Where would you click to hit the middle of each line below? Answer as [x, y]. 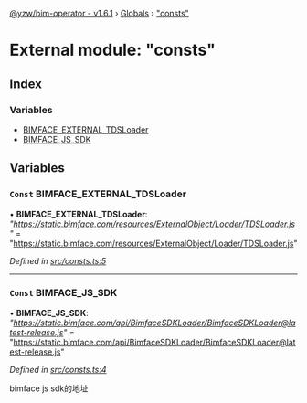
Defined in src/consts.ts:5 [58, 260]
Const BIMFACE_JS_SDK [64, 293]
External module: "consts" [113, 50]
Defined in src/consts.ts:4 [58, 369]
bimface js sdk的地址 [49, 388]
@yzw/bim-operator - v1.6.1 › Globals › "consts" [99, 13]
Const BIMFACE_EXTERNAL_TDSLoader [98, 194]
